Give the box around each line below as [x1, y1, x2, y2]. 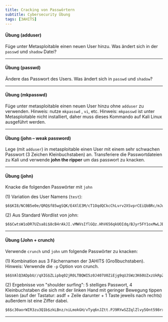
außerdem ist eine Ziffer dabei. [5, 297, 68, 303]
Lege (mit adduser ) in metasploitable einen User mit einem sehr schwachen [5, 146, 160, 152]
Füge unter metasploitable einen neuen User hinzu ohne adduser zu [5, 103, 144, 109]
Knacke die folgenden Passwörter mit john [5, 184, 92, 190]
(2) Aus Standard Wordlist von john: [5, 212, 79, 218]
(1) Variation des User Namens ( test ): [5, 193, 82, 200]
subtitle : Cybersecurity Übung [5, 12, 70, 17]
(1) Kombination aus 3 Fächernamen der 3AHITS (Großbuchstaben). [5, 258, 145, 264]
